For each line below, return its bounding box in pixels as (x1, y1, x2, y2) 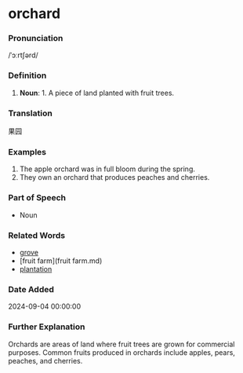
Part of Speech (8, 192, 67, 203)
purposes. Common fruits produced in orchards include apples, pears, (8, 347, 235, 357)
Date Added (8, 283, 55, 294)
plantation (19, 264, 53, 273)
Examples (8, 147, 47, 157)
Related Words (8, 229, 65, 240)
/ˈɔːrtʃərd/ (8, 50, 39, 60)
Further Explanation (8, 321, 85, 332)
